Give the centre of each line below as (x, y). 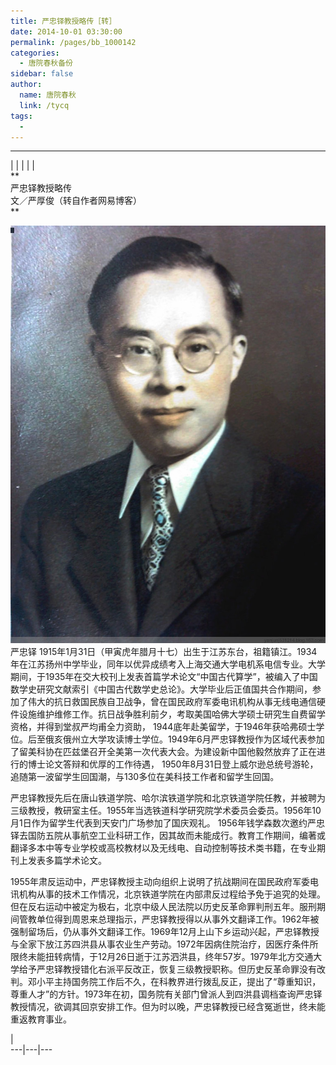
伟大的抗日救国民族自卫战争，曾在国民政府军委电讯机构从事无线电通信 (172, 701)
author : (26, 85)
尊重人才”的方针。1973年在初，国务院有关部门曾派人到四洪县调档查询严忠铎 (166, 994)
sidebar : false (42, 74)
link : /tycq (44, 105)
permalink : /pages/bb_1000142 (73, 42)
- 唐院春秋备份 (46, 63)
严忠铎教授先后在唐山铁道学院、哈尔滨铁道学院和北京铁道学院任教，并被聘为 (168, 797)
